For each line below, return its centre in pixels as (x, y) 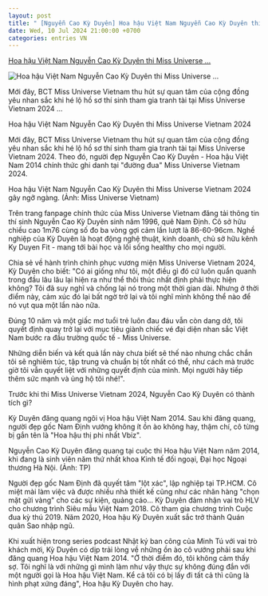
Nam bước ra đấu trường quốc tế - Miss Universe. (90, 338)
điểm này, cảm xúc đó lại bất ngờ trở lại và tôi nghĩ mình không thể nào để (130, 297)
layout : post (30, 16)
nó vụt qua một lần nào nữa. (54, 306)
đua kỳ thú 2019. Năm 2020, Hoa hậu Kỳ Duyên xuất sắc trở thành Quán (126, 518)
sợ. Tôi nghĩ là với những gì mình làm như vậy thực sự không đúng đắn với (129, 567)
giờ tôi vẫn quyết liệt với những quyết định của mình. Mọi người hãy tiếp (126, 370)
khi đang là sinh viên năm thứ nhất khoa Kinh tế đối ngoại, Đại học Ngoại (128, 459)
